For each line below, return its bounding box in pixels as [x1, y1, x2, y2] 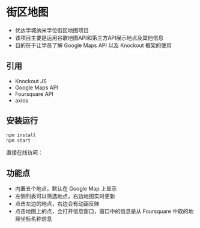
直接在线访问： [6, 148, 43, 156]
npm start [6, 137, 31, 144]
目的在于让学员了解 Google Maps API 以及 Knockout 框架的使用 [14, 42, 172, 49]
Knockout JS [14, 77, 47, 84]
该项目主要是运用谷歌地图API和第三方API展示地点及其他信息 [14, 34, 164, 41]
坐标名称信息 [20, 215, 52, 223]
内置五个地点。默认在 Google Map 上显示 [14, 185, 117, 192]
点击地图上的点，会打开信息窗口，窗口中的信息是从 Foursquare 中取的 [14, 207, 189, 215]
